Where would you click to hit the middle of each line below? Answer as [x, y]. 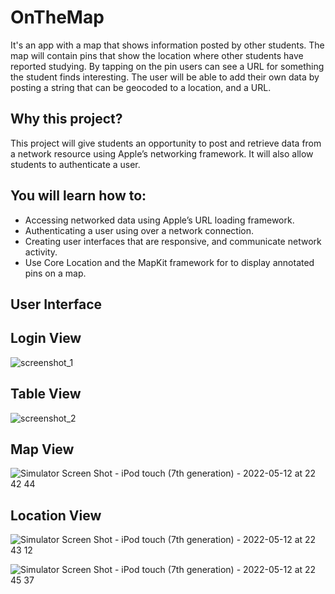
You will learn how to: [78, 196]
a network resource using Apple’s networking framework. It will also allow [162, 153]
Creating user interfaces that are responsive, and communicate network [173, 241]
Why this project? [66, 119]
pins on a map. [55, 273]
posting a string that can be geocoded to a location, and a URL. [141, 87]
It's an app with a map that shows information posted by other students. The [167, 45]
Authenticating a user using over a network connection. [139, 230]
